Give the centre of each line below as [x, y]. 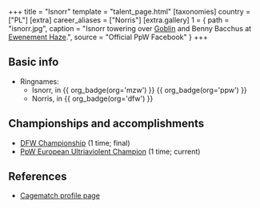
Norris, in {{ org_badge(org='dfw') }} [92, 98]
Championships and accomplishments [106, 124]
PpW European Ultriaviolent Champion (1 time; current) [110, 151]
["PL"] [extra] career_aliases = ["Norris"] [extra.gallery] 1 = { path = [119, 20]
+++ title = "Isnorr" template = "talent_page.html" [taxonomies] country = [129, 12]
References [38, 176]
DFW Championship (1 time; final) [75, 142]
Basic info [34, 62]
